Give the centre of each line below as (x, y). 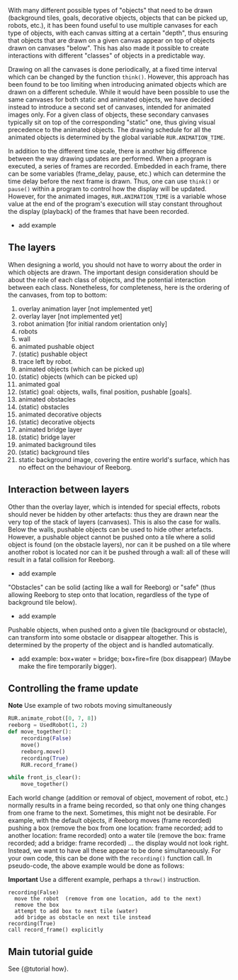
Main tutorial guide (51, 952)
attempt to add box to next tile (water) (76, 911)
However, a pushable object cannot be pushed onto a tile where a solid (112, 537)
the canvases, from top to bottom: (58, 295)
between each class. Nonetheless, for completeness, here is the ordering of (119, 287)
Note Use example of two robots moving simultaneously (90, 706)
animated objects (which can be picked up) (81, 369)
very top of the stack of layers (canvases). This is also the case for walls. (115, 522)
